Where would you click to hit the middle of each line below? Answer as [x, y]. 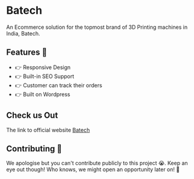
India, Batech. [23, 33]
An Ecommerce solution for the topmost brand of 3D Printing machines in [97, 27]
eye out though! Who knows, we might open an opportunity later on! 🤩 [93, 169]
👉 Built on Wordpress [43, 94]
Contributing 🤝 [34, 149]
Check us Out [32, 116]
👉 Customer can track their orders [59, 85]
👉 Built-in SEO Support [44, 76]
